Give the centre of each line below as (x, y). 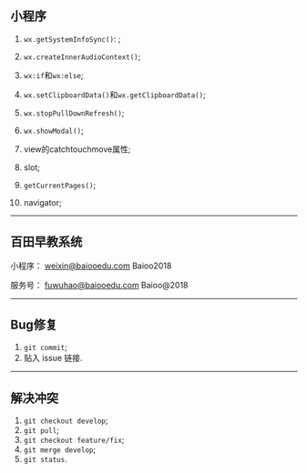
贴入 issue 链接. (53, 358)
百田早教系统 (46, 242)
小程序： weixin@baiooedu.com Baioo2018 (91, 266)
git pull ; (41, 430)
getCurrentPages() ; (60, 185)
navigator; (42, 202)
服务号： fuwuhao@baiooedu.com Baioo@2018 (100, 285)
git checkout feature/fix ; (74, 440)
